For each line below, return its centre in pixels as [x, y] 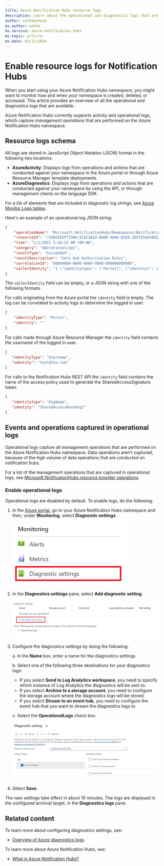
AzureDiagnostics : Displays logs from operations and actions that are [82, 183]
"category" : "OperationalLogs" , [47, 248]
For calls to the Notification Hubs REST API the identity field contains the [79, 377]
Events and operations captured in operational [77, 428]
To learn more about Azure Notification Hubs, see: [56, 849]
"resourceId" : [28, 237]
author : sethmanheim [26, 21]
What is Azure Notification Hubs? [45, 859]
